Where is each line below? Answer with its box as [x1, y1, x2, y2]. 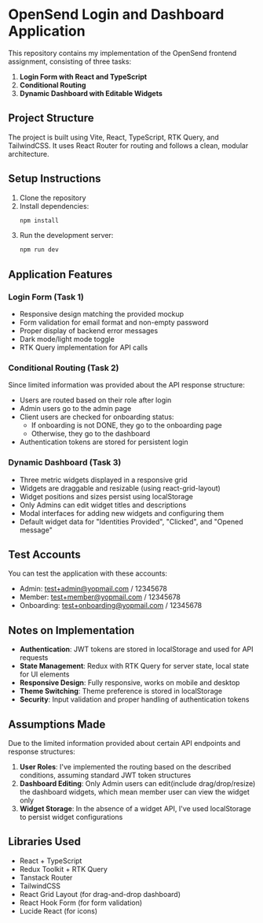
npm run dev [19, 246, 59, 254]
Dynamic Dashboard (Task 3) [8, 457, 122, 468]
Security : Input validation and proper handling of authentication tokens [19, 695, 250, 704]
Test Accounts [8, 547, 81, 561]
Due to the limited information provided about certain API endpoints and [8, 739, 241, 748]
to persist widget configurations [19, 813, 123, 822]
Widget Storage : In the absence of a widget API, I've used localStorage [19, 804, 251, 814]
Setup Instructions [8, 172, 101, 186]
